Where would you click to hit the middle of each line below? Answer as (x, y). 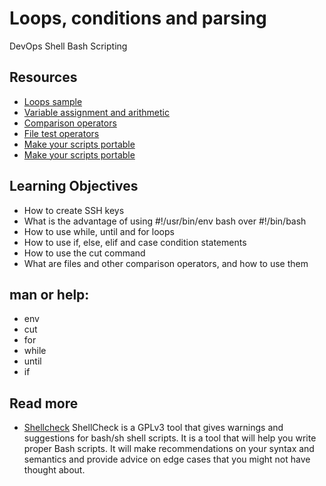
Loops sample (53, 101)
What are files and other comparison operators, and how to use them (166, 263)
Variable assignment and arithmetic (96, 112)
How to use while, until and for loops (99, 231)
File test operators (61, 133)
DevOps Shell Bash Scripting (68, 46)
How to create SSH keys (74, 210)
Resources (43, 77)
